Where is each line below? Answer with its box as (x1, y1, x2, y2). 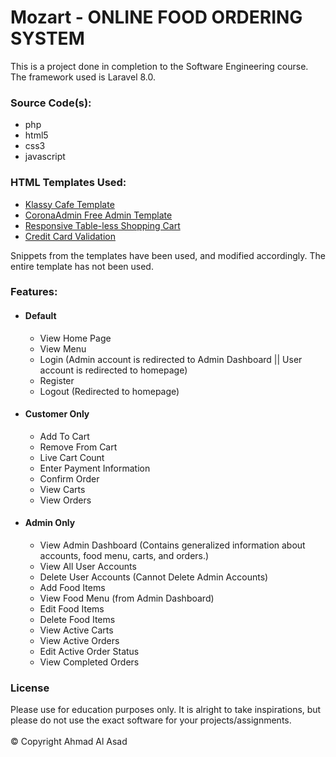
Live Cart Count (39, 451, 105, 463)
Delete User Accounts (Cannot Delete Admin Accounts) (39, 571, 269, 583)
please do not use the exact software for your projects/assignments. (10, 714, 292, 726)
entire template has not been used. (10, 260, 154, 272)
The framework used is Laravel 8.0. (10, 71, 156, 83)
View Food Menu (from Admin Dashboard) (39, 592, 215, 605)
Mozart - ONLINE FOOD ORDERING (10, 6, 303, 29)
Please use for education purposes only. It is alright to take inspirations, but (10, 704, 322, 716)
